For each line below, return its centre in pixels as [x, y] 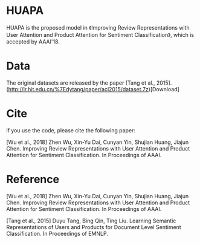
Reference [33, 180]
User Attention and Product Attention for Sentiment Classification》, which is [100, 34]
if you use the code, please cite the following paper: [71, 130]
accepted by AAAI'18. [33, 41]
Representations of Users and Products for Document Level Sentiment [94, 227]
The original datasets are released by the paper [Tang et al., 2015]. [89, 83]
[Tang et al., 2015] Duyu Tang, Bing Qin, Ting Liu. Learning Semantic [91, 221]
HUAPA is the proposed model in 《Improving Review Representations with [98, 27]
